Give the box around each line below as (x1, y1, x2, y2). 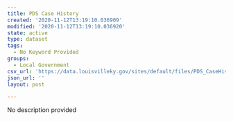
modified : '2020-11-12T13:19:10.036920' (7, 23, 126, 30)
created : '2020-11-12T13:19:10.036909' (7, 17, 123, 24)
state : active (7, 29, 49, 37)
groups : (7, 55, 30, 62)
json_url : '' (7, 74, 45, 82)
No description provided (7, 106, 77, 114)
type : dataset (7, 36, 49, 43)
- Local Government (13, 62, 70, 68)
